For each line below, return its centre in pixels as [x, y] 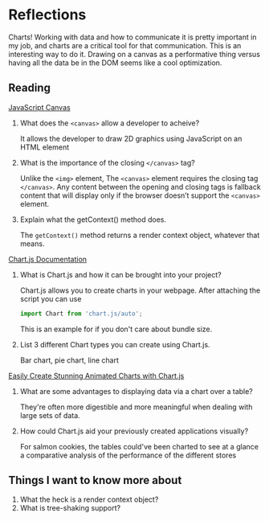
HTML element [45, 147]
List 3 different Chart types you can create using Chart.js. [115, 344]
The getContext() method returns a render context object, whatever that [140, 235]
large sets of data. [50, 415]
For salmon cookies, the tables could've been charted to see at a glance [139, 446]
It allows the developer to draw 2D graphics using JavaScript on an [131, 138]
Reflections [47, 15]
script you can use [51, 298]
